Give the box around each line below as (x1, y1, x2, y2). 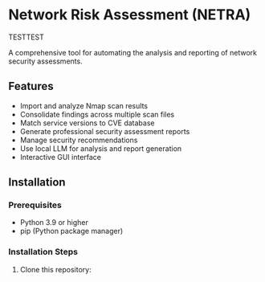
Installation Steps (8, 247, 79, 258)
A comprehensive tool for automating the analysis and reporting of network (8, 47, 257, 57)
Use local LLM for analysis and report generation (19, 143, 182, 153)
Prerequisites (8, 199, 62, 210)
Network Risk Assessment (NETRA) (8, 6, 251, 24)
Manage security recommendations (19, 135, 138, 145)
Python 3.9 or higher (19, 218, 88, 227)
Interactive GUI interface (19, 152, 102, 161)
